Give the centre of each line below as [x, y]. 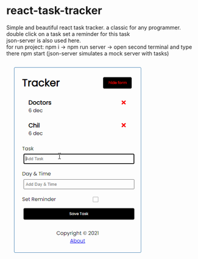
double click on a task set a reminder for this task [68, 34]
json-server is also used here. [44, 40]
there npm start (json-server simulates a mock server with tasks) [88, 53]
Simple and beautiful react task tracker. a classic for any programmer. [94, 27]
